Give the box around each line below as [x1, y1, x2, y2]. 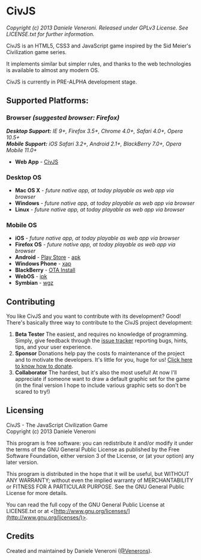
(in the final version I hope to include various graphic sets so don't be [14, 382, 187, 389]
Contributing [6, 296, 55, 307]
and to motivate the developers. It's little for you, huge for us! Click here [14, 356, 193, 364]
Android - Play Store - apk [14, 254, 81, 261]
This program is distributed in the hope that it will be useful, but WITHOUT [6, 470, 190, 477]
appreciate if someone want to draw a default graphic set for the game [14, 376, 190, 383]
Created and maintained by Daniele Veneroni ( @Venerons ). [6, 547, 152, 554]
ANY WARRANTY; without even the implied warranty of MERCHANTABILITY [6, 476, 194, 484]
